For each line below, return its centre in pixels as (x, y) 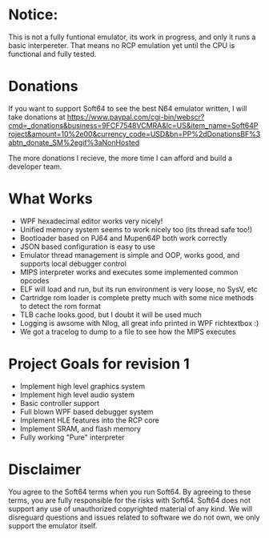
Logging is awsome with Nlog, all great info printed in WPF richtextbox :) (139, 323)
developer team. (35, 167)
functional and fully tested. (52, 54)
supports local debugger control (73, 263)
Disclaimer (45, 469)
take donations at (37, 117)
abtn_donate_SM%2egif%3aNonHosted (74, 143)
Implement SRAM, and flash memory (80, 428)
